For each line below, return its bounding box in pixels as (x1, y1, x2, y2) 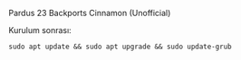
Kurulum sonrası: (8, 25, 72, 35)
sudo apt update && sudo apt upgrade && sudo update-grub (8, 42, 232, 51)
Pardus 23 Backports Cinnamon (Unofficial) (8, 8, 171, 18)
